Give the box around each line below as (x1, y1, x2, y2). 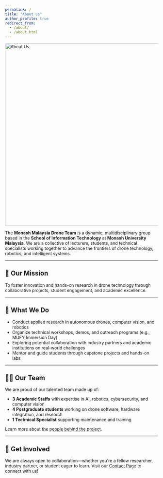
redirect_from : (5, 20, 36, 26)
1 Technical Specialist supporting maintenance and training (12, 417, 132, 423)
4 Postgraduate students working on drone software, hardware (12, 406, 140, 412)
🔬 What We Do (5, 306, 49, 314)
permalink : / (5, 7, 32, 12)
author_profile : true (5, 16, 49, 21)
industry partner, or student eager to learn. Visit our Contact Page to (5, 463, 142, 469)
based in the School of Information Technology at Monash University (5, 235, 147, 241)
